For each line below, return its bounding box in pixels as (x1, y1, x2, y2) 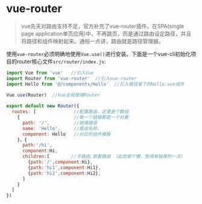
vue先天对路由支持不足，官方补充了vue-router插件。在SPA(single (21, 22, 185, 29)
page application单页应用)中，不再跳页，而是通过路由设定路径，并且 (21, 29, 192, 37)
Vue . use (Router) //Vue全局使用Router (6, 92, 101, 98)
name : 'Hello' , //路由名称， (22, 125, 102, 131)
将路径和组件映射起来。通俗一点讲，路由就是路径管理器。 (21, 37, 164, 45)
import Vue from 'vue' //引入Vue (6, 70, 94, 76)
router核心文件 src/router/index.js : (16, 58, 106, 65)
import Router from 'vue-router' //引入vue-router (6, 75, 137, 81)
